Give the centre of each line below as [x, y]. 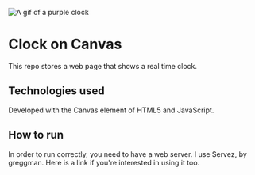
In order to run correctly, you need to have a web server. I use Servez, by [128, 154]
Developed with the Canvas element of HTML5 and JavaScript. [111, 110]
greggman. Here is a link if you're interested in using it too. [104, 162]
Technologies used [56, 91]
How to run [36, 135]
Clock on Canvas [65, 44]
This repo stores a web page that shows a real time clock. [102, 66]
